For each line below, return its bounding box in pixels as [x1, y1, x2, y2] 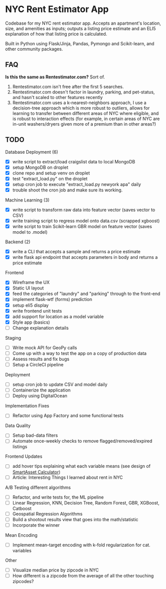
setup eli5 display [12, 302, 49, 308]
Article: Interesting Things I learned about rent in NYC [12, 474, 123, 480]
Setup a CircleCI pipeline [12, 362, 64, 367]
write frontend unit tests [12, 308, 62, 314]
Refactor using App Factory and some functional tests [12, 413, 124, 419]
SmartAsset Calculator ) [12, 469, 61, 475]
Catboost [12, 505, 31, 511]
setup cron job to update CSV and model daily [12, 381, 107, 387]
